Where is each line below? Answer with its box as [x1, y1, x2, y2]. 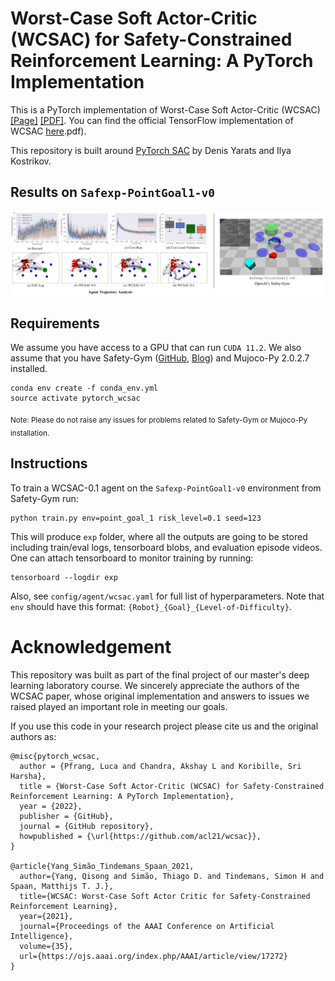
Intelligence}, [10, 931, 74, 941]
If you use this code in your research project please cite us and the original [10, 720, 319, 732]
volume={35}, [19, 941, 74, 951]
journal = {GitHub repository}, [19, 821, 155, 831]
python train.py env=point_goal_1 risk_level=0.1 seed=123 [10, 513, 262, 523]
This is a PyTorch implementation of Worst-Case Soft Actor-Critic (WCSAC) [10, 103, 321, 116]
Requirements [10, 315, 100, 332]
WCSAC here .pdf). [10, 125, 87, 137]
